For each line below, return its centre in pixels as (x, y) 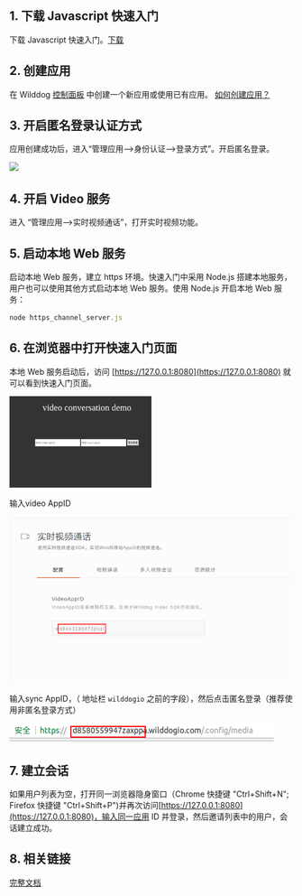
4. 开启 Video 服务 (60, 198)
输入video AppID (40, 503)
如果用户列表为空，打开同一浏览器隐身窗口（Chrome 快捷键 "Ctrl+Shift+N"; (149, 794)
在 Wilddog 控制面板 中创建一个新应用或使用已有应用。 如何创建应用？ (140, 94)
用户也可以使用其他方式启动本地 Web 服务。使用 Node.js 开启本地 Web (141, 288)
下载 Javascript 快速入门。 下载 (67, 40)
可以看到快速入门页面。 (53, 383)
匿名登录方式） (53, 710)
